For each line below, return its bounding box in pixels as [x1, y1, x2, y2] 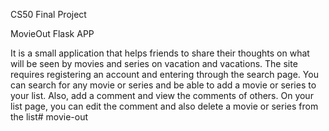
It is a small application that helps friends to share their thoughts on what [10, 47, 310, 59]
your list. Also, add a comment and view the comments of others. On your [10, 90, 314, 101]
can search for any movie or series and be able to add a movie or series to [10, 79, 317, 91]
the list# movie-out [10, 111, 89, 123]
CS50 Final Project [10, 9, 87, 20]
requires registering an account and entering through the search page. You [10, 69, 319, 80]
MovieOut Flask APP [10, 28, 95, 39]
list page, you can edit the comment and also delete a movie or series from [10, 100, 319, 112]
